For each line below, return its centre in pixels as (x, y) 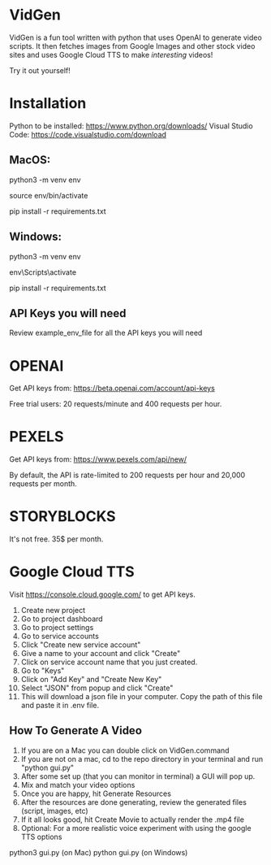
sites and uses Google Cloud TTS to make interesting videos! (111, 54)
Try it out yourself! (40, 70)
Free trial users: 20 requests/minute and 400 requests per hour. (116, 404)
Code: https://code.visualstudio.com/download (88, 134)
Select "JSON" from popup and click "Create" (97, 688)
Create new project (53, 611)
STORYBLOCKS (62, 517)
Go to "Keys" (43, 671)
